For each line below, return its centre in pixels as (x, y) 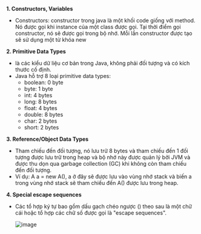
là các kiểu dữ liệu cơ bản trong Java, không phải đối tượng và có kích (102, 63)
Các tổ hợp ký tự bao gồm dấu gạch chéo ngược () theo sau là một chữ (104, 206)
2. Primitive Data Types (36, 51)
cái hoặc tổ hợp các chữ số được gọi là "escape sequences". (91, 213)
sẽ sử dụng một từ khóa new (51, 40)
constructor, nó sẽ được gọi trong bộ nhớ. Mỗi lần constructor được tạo (104, 33)
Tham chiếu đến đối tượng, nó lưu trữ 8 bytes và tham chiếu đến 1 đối (102, 151)
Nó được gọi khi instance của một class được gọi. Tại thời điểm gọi (98, 27)
